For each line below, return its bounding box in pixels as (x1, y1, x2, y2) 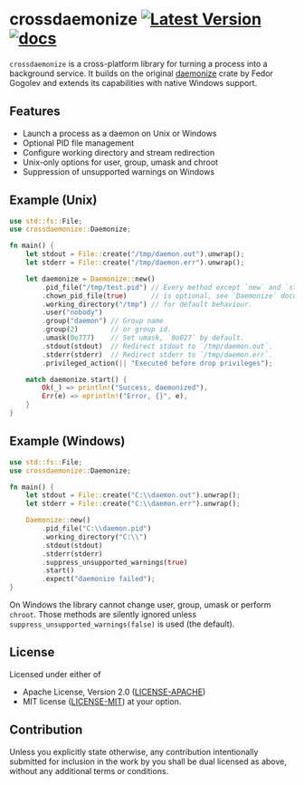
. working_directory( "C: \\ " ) (42, 532, 147, 541)
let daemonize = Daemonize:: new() (25, 274, 156, 283)
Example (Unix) (9, 193, 98, 208)
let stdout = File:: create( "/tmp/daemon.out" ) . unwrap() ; (25, 250, 245, 259)
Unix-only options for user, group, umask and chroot (22, 157, 219, 168)
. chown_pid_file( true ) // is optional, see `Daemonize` (42, 291, 278, 301)
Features (9, 104, 61, 120)
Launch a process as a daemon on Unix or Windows (22, 128, 217, 139)
